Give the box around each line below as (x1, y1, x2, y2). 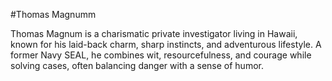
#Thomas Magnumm (10, 9, 97, 20)
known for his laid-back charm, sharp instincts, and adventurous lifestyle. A (10, 39, 322, 50)
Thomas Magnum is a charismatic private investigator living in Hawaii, (10, 28, 298, 39)
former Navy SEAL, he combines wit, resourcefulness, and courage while (10, 49, 312, 61)
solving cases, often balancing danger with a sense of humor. (10, 60, 264, 71)
